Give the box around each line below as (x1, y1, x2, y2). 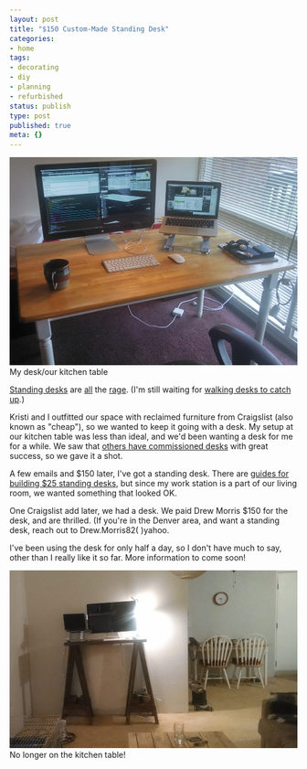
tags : (9, 53, 30, 63)
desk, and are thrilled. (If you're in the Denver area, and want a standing (9, 515, 281, 526)
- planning (9, 82, 51, 91)
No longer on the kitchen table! (9, 750, 126, 761)
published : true (9, 121, 71, 130)
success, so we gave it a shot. (9, 451, 123, 461)
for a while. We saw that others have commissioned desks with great (9, 441, 269, 452)
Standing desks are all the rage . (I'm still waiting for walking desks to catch (9, 384, 291, 395)
